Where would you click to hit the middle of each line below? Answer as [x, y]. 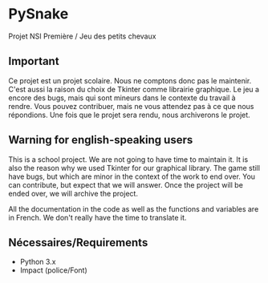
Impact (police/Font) [54, 270]
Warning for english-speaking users [101, 140]
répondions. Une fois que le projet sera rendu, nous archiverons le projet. [129, 115]
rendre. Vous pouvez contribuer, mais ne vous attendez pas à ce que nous [131, 106]
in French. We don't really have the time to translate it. [97, 217]
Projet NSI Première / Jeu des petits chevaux [82, 36]
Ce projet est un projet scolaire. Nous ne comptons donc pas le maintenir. [130, 80]
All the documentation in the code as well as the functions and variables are [134, 208]
